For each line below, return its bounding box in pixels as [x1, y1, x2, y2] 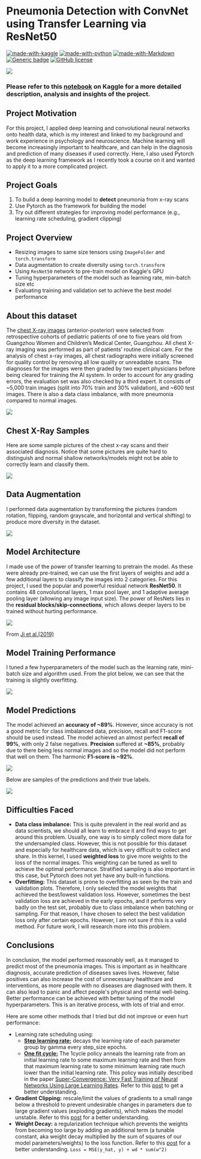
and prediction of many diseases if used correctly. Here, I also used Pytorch [6, 150, 194, 157]
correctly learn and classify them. [6, 460, 89, 468]
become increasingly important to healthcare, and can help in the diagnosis [6, 143, 193, 151]
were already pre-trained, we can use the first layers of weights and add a [6, 569, 190, 576]
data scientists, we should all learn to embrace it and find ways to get [14, 827, 187, 834]
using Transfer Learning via [6, 17, 147, 31]
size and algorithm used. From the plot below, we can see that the [22, 670, 185, 677]
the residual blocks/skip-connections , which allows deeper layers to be [6, 601, 186, 608]
